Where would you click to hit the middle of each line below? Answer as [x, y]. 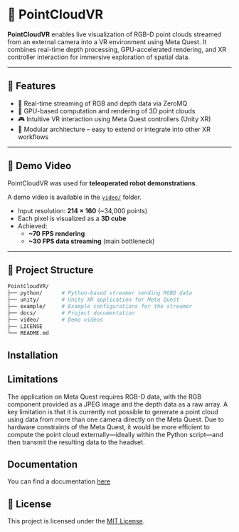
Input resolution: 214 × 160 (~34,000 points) [83, 210]
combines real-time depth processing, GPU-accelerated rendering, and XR [117, 49]
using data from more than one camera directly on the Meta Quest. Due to [116, 419]
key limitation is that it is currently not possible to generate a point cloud [113, 411]
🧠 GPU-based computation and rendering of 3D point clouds [106, 111]
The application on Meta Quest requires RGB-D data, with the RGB [104, 397]
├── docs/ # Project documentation [71, 313]
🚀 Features [32, 86]
